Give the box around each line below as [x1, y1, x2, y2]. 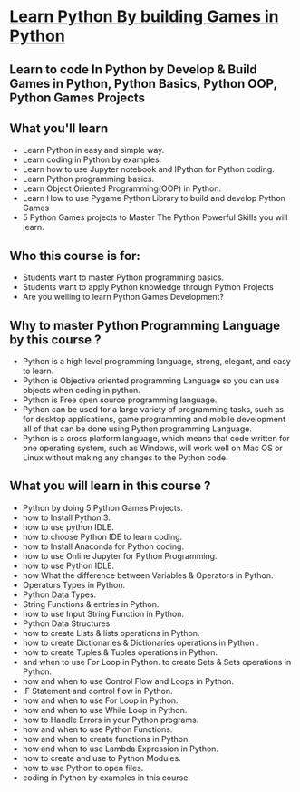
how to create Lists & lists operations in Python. [22, 627, 200, 638]
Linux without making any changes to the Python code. [22, 452, 228, 463]
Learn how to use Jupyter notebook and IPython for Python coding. [22, 164, 275, 175]
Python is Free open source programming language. [22, 394, 218, 405]
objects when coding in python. [22, 385, 140, 396]
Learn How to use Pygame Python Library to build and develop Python [22, 193, 285, 204]
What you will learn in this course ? [9, 478, 211, 494]
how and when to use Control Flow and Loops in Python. [22, 675, 234, 686]
